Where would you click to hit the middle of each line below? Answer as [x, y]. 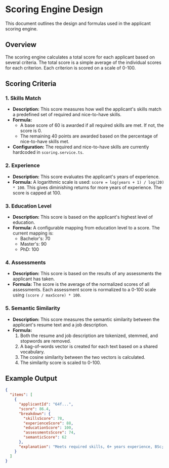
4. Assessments [26, 262]
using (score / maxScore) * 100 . [47, 295]
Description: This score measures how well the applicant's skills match [87, 109]
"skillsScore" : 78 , [44, 418]
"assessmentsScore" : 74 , [50, 432]
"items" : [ [21, 395]
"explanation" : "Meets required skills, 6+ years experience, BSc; [91, 447]
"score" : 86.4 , [35, 409]
